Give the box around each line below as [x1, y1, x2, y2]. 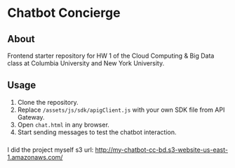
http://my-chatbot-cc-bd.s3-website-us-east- [95, 146, 228, 154]
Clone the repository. [17, 98, 79, 106]
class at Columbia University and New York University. [7, 59, 165, 67]
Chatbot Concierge [7, 5, 121, 21]
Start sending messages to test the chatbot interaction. [17, 128, 177, 136]
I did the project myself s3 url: [7, 146, 94, 154]
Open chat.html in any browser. [17, 120, 110, 129]
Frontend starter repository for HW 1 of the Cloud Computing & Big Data [7, 51, 215, 60]
